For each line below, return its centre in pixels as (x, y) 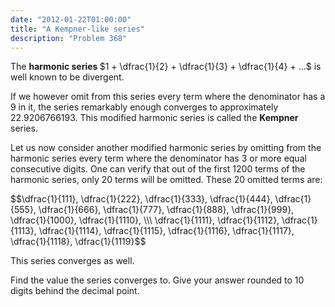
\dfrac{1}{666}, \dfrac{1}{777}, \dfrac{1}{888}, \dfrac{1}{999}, (166, 210)
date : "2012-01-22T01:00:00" (71, 19)
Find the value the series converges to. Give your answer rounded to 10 (157, 280)
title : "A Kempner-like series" (77, 29)
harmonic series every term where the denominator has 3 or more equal (158, 158)
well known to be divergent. (67, 77)
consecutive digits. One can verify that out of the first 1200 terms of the (158, 169)
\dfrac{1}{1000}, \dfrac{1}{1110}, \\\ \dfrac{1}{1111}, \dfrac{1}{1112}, (145, 220)
